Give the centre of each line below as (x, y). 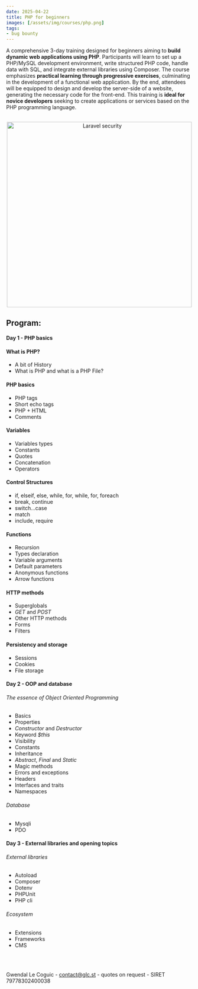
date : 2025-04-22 (27, 12)
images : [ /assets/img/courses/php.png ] (55, 23)
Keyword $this (32, 735)
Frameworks (30, 939)
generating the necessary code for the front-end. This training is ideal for (95, 95)
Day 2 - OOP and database (39, 684)
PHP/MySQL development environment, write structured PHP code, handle (97, 63)
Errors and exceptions (42, 772)
